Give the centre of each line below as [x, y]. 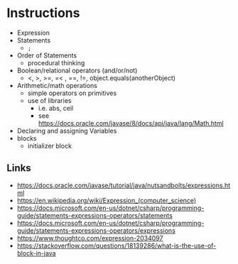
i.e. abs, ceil [56, 108]
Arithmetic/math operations [57, 85]
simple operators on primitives [72, 93]
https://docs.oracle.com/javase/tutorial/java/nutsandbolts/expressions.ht [124, 185]
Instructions [43, 13]
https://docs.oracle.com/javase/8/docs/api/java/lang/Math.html [131, 123]
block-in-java [36, 253]
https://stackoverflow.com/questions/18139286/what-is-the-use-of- [117, 246]
